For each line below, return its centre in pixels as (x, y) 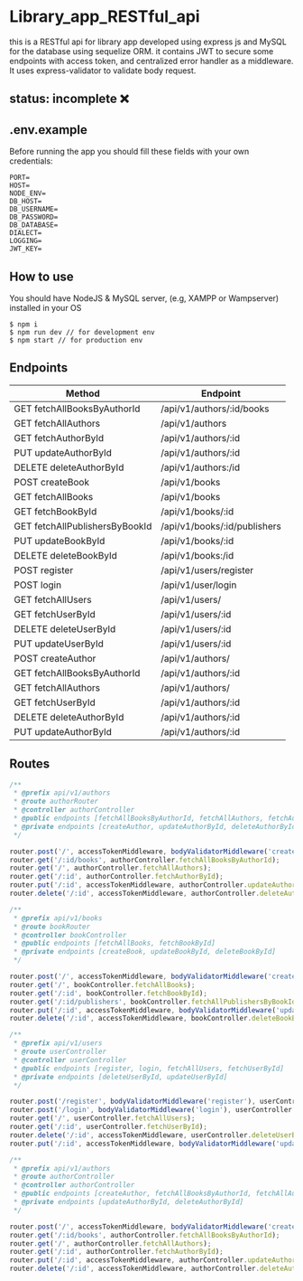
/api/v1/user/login (199, 585)
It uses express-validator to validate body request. (103, 71)
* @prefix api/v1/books (58, 918)
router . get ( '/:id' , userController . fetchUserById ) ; (108, 1127)
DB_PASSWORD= (34, 217)
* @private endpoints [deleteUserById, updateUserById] (120, 1077)
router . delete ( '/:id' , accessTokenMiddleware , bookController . (131, 1019)
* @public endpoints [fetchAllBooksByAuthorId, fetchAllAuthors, (138, 819)
